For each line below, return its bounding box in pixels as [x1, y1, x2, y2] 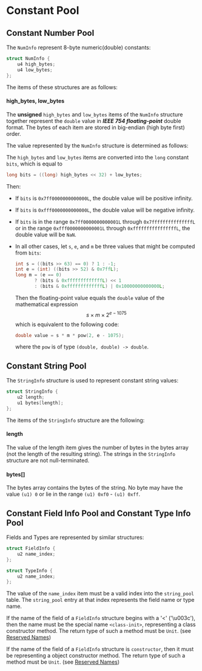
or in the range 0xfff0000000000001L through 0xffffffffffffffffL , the [15, 224, 190, 232]
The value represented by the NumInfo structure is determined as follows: [6, 142, 189, 149]
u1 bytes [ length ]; [17, 400, 64, 406]
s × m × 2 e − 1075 [86, 310, 127, 318]
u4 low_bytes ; [17, 67, 53, 73]
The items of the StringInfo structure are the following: [6, 416, 145, 424]
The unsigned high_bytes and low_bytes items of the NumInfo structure [6, 110, 183, 118]
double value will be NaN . [15, 231, 77, 238]
